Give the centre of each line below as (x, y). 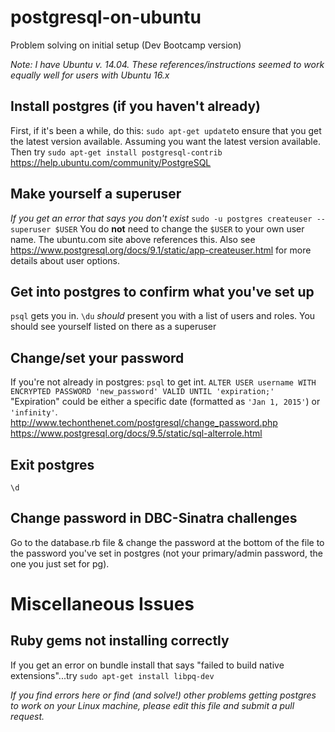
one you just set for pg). (60, 563)
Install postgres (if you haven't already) (135, 106)
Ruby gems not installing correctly (120, 641)
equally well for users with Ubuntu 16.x (90, 75)
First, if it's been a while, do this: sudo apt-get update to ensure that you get (166, 130)
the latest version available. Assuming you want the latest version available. (165, 141)
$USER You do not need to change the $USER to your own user (179, 228)
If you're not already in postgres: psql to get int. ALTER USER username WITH (163, 382)
